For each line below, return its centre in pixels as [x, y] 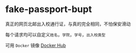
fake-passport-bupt [49, 9]
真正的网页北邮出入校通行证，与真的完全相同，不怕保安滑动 [68, 24]
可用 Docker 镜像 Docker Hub [36, 45]
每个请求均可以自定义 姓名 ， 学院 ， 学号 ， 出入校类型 [55, 34]
